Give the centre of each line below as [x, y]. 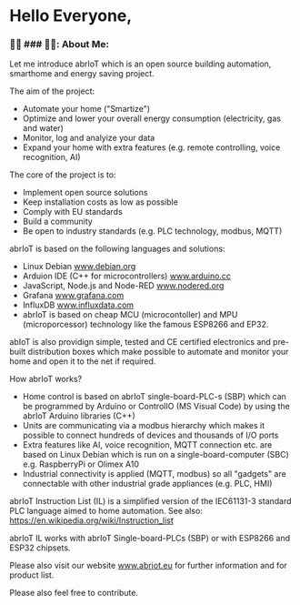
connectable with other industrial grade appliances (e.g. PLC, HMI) [147, 484]
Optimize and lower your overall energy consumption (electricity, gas [152, 118]
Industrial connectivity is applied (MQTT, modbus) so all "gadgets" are [154, 474]
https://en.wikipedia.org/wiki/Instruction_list [92, 520]
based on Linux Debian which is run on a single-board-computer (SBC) [155, 455]
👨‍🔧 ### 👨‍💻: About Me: [59, 45]
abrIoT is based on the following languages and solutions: [117, 249]
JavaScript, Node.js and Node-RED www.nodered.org [123, 286]
